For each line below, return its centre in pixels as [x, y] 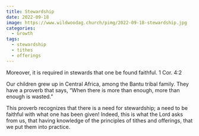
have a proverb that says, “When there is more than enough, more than [93, 90]
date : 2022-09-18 [28, 17]
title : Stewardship [30, 12]
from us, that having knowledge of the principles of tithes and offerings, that [99, 120]
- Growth [22, 34]
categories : [21, 28]
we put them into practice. [38, 127]
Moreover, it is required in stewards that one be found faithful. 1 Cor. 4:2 [94, 72]
